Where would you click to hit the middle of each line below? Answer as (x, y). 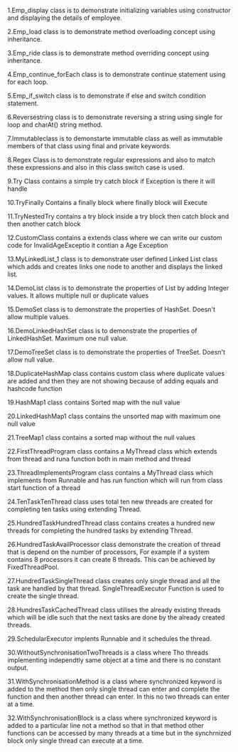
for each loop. (28, 82)
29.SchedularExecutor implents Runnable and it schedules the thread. (109, 639)
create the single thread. (43, 596)
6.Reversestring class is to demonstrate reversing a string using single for (115, 117)
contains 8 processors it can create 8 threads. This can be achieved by (111, 559)
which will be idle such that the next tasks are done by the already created (116, 617)
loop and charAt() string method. (55, 125)
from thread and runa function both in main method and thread (99, 459)
